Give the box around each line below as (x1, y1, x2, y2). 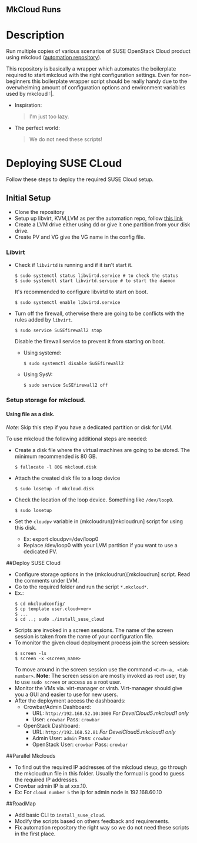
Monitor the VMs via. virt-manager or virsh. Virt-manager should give (14, 684, 183, 691)
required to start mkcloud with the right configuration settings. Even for (6, 72, 178, 79)
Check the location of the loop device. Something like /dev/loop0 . (14, 496, 174, 503)
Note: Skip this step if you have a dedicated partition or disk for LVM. (6, 423, 173, 431)
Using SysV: (23, 371, 53, 378)
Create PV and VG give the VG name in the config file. (14, 233, 145, 240)
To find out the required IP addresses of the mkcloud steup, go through (14, 764, 187, 771)
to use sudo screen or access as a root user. (14, 678, 122, 685)
